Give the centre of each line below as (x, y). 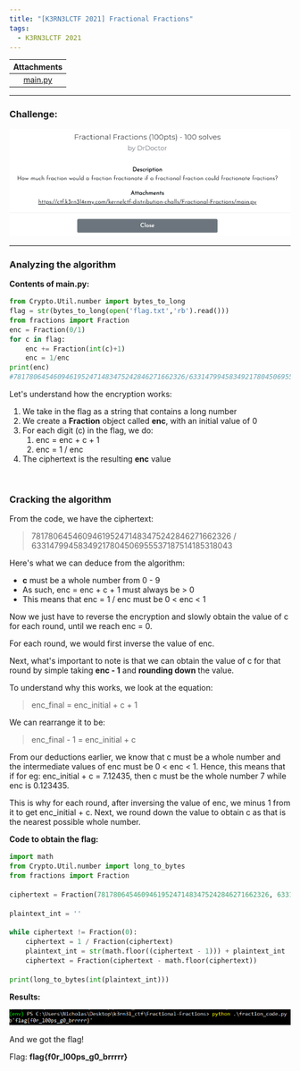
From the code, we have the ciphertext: (82, 519)
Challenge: (33, 114)
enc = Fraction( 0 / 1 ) (48, 330)
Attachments (38, 66)
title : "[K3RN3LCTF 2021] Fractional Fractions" (101, 19)
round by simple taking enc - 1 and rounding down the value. (122, 670)
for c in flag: (37, 339)
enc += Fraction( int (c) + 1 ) (75, 349)
